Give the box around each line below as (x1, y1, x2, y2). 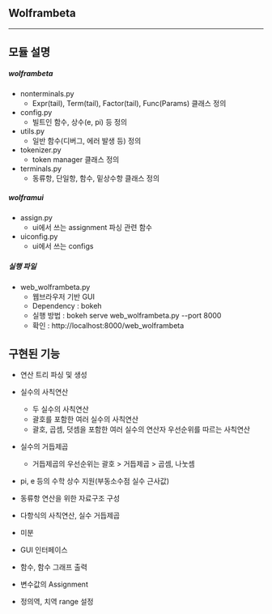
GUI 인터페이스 (19, 544, 68, 554)
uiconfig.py (19, 232, 58, 241)
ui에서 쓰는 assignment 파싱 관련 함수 (32, 223, 152, 232)
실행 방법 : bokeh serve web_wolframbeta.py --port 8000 (32, 311, 222, 321)
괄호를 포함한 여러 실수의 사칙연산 (32, 414, 139, 424)
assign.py (19, 213, 53, 223)
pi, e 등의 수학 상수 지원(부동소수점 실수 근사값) (19, 475, 170, 485)
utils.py (19, 126, 45, 136)
